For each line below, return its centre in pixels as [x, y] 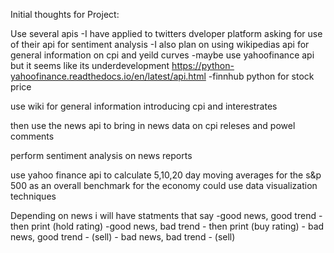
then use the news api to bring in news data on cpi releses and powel [153, 125]
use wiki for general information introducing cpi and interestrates [144, 106]
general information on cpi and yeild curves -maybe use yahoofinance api [162, 55]
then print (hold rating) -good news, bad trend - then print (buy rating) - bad [167, 226]
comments [32, 136]
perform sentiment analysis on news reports [101, 155]
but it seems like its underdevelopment [90, 65]
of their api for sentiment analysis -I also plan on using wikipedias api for [160, 44]
